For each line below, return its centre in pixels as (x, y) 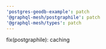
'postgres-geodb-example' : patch (48, 12)
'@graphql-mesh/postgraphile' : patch (53, 17)
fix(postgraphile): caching (38, 40)
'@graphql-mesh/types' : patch (44, 23)
